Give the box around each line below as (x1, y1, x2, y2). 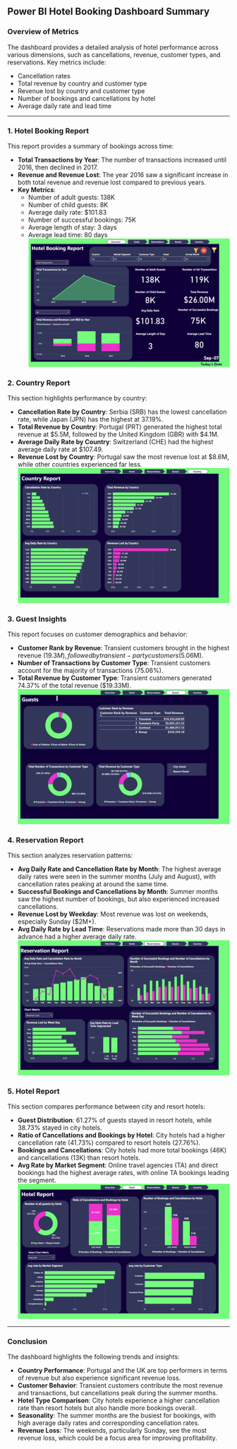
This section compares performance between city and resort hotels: (7, 1102, 206, 1111)
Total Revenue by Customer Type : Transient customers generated (17, 674, 212, 682)
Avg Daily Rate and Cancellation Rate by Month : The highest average (17, 864, 221, 873)
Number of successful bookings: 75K (28, 215, 136, 224)
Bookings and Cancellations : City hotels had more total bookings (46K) (17, 1146, 227, 1155)
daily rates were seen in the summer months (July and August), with (17, 872, 217, 881)
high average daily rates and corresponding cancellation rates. (17, 1419, 200, 1427)
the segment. (17, 1176, 56, 1185)
